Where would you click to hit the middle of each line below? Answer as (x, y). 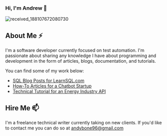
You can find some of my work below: (45, 71)
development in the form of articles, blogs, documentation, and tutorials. (81, 61)
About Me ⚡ (24, 36)
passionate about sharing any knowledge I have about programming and (81, 56)
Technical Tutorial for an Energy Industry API (59, 92)
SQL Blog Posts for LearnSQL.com (48, 81)
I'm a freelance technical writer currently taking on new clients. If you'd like (83, 122)
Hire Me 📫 (22, 108)
